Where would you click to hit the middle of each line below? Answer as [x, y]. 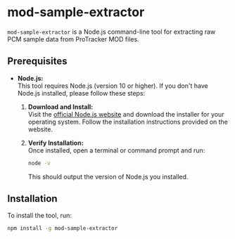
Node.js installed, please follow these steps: [81, 93]
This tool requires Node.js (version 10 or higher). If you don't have [113, 86]
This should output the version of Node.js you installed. [108, 176]
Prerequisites [37, 62]
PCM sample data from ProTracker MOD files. [73, 39]
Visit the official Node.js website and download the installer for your [126, 114]
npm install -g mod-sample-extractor [63, 228]
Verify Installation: [56, 143]
